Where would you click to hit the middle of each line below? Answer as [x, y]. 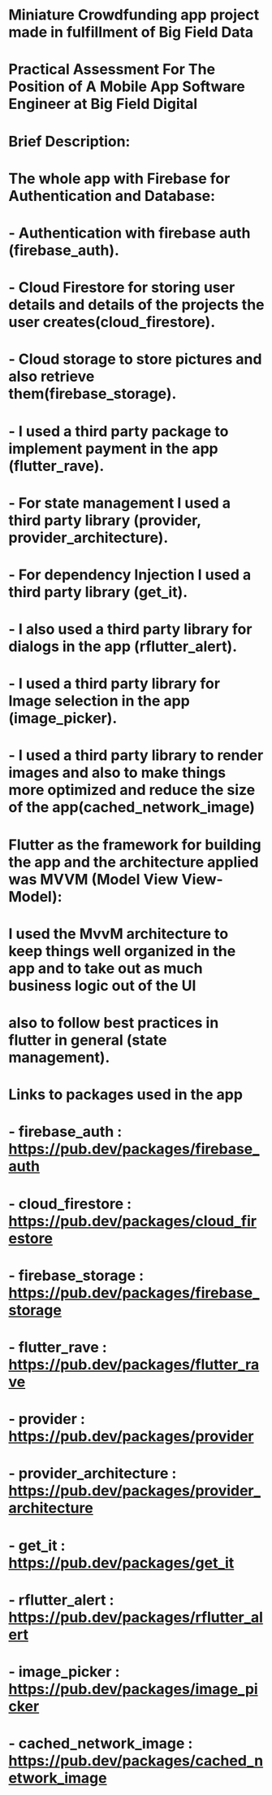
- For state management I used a [120, 503]
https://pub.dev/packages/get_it [121, 1563]
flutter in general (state [88, 1040]
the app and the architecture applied [134, 862]
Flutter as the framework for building [135, 845]
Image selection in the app [99, 701]
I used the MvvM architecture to [119, 934]
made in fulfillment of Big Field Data [131, 32]
